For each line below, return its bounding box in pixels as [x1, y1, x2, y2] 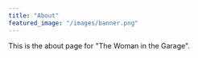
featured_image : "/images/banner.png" [8, 19, 138, 27]
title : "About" [8, 11, 60, 20]
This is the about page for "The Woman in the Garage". [8, 41, 191, 50]
